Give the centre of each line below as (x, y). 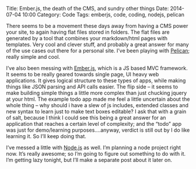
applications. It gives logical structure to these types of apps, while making (96, 80)
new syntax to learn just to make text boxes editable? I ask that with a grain (96, 111)
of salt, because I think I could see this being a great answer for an (86, 118)
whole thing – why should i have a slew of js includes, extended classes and (97, 105)
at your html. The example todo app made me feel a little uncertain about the (98, 99)
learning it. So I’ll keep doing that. (46, 136)
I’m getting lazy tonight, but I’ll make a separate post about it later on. (89, 160)
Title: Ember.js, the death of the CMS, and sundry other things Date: (87, 8)
